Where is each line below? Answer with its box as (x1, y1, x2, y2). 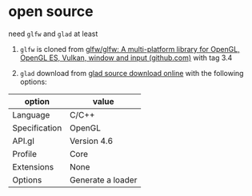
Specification (12, 122, 62, 134)
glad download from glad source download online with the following (19, 68, 244, 78)
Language (12, 109, 50, 120)
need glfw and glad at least (8, 29, 98, 38)
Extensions (12, 161, 54, 172)
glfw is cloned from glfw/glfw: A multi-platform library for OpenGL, (19, 44, 240, 54)
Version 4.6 (69, 135, 114, 146)
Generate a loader (69, 174, 138, 186)
